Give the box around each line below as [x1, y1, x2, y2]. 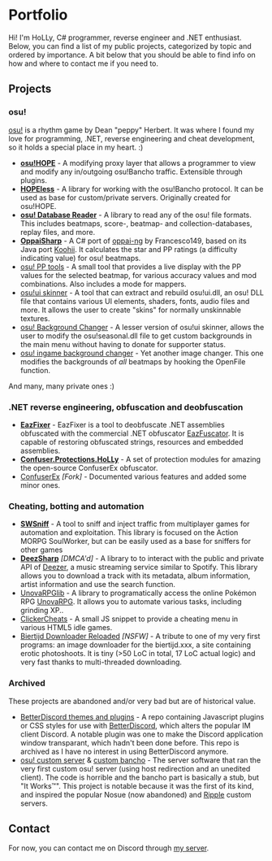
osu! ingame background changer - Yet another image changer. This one [19, 348, 264, 358]
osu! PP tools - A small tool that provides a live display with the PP [19, 262, 242, 272]
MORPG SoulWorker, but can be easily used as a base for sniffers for [19, 537, 252, 546]
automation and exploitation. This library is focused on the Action [19, 528, 239, 537]
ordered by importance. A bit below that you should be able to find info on [8, 50, 256, 59]
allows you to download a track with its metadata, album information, [19, 571, 251, 581]
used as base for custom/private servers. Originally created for [19, 193, 231, 202]
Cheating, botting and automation [8, 500, 145, 511]
